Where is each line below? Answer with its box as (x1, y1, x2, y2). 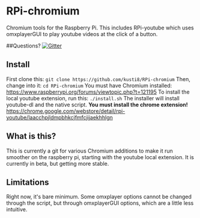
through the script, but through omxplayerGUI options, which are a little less (6, 199, 194, 207)
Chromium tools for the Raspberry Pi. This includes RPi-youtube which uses (6, 24, 194, 31)
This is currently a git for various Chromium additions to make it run (6, 147, 173, 154)
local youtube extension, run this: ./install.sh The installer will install (6, 94, 180, 101)
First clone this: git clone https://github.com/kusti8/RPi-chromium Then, (6, 75, 190, 82)
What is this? (6, 131, 56, 142)
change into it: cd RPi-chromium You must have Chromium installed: (6, 82, 172, 89)
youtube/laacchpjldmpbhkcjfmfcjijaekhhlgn (6, 114, 113, 121)
